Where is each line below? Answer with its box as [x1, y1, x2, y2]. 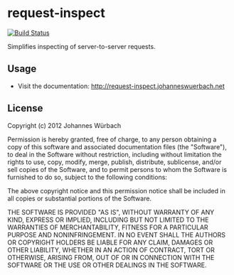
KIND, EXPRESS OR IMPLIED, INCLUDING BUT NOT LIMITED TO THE [7, 215, 209, 224]
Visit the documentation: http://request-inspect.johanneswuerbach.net [17, 82, 225, 90]
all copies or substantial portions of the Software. [7, 194, 151, 203]
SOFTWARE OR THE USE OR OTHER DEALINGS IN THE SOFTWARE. [7, 261, 207, 269]
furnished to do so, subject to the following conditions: [7, 173, 167, 181]
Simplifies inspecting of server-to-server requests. [7, 42, 156, 50]
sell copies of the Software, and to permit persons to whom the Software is [7, 165, 228, 173]
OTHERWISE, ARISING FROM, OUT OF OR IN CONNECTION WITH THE [7, 253, 215, 261]
